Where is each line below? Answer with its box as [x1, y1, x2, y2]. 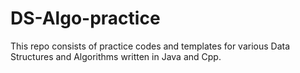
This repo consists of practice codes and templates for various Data [10, 40, 291, 52]
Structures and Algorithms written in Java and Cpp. [10, 50, 222, 62]
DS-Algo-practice [10, 7, 161, 30]
